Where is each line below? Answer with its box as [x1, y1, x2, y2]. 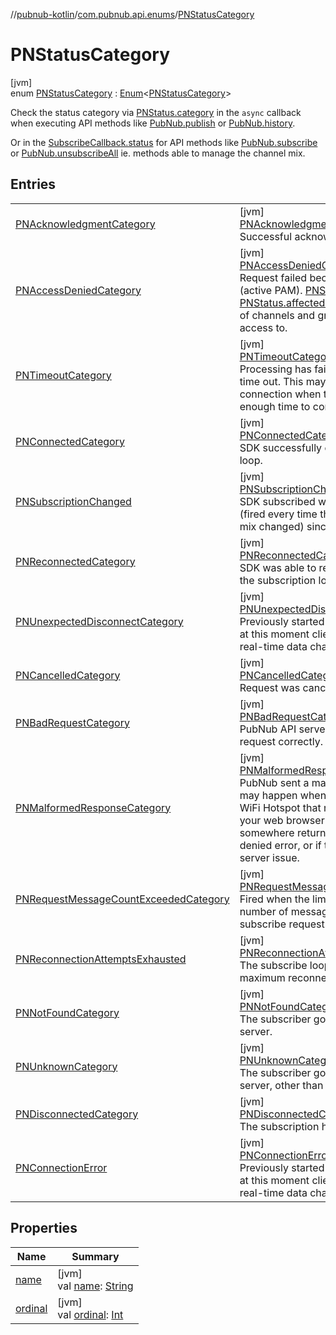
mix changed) [239, 519, 305, 533]
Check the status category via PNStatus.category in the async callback [10, 106, 302, 118]
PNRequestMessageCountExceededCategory [15, 892, 230, 906]
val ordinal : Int [57, 1307, 124, 1321]
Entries [10, 176, 57, 193]
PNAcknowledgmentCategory [15, 217, 156, 231]
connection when [239, 387, 322, 401]
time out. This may [239, 374, 327, 388]
